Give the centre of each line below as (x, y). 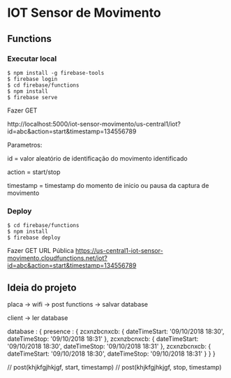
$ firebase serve (32, 97)
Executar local (32, 59)
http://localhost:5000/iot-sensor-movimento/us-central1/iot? (94, 124)
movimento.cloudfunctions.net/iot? (58, 258)
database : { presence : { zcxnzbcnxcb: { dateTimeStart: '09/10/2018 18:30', (116, 331)
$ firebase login (32, 79)
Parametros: (25, 145)
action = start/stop (34, 172)
